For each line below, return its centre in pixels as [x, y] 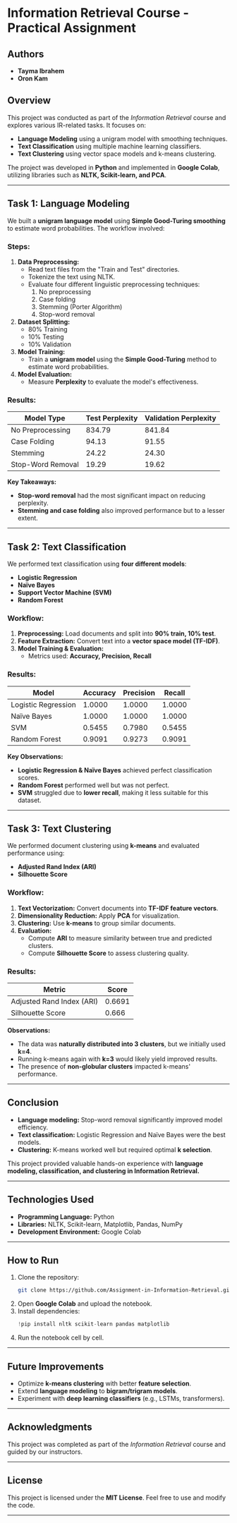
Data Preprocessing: [48, 262]
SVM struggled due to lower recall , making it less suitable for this [113, 792]
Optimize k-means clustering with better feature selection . [104, 1383]
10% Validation [50, 344]
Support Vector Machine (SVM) [65, 593]
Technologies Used [50, 1200]
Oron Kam [32, 78]
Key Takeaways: [32, 482]
